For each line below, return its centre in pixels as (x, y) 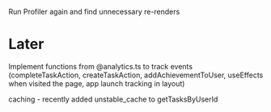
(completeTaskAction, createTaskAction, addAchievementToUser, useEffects (136, 75)
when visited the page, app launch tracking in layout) (97, 83)
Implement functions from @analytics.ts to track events (100, 66)
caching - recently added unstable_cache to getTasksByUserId (113, 99)
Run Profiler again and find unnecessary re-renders (94, 12)
